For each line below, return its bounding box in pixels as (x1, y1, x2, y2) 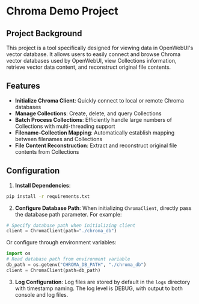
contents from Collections (14, 148, 79, 155)
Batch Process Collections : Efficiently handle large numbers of (14, 116, 173, 123)
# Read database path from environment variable (6, 256, 130, 262)
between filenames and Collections (14, 135, 103, 142)
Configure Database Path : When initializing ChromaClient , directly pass (14, 204, 192, 212)
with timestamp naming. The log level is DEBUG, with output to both (14, 285, 183, 292)
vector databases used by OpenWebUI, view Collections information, (6, 57, 177, 64)
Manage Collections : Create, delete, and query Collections (14, 110, 162, 117)
